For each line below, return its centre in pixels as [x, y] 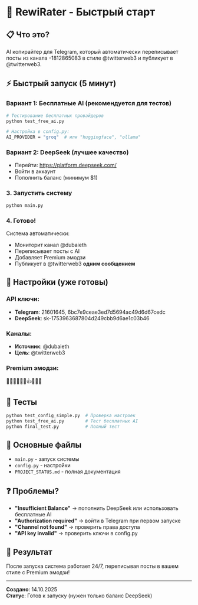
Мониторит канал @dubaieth [51, 245]
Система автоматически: [38, 233]
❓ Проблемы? [32, 491]
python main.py [25, 205]
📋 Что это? [28, 35]
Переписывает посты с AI [47, 251]
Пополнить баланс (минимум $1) [56, 178]
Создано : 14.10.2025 [32, 590]
